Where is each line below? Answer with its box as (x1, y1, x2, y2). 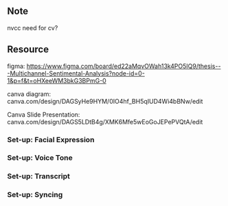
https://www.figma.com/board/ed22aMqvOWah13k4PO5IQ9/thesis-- (26, 62, 221, 70)
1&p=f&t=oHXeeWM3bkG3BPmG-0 (7, 76, 106, 84)
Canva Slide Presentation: (7, 110, 80, 119)
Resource (7, 44, 49, 56)
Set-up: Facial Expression (7, 135, 95, 144)
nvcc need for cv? (7, 23, 58, 32)
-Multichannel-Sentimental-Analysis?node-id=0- (7, 69, 146, 78)
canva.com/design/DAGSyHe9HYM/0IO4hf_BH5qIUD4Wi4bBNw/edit (7, 97, 203, 105)
